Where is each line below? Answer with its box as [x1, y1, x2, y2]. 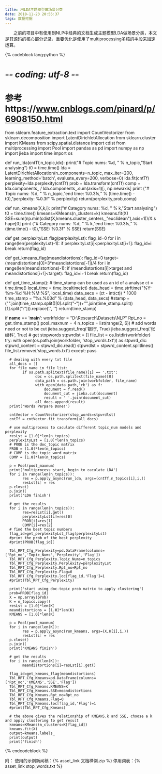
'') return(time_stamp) [53, 305, 97, 311]
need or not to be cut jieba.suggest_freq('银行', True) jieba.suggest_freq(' [5, 326, 151, 331]
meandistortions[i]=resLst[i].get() [22, 663, 96, 668]
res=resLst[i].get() [22, 510, 64, 515]
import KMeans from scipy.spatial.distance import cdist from [5, 140, 126, 146]
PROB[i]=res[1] [22, 518, 53, 523]
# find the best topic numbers [9, 527, 73, 532]
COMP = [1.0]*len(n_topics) [9, 455, 66, 460]
